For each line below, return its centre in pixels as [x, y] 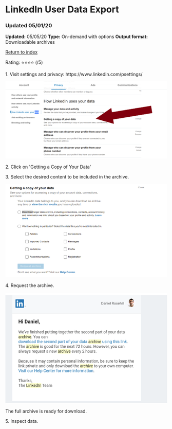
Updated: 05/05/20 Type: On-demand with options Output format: [77, 37]
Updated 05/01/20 [29, 26]
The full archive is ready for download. [46, 411]
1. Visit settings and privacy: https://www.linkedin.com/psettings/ [74, 74]
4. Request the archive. [30, 285]
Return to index [22, 52]
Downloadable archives [30, 42]
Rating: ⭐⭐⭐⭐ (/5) [24, 62]
